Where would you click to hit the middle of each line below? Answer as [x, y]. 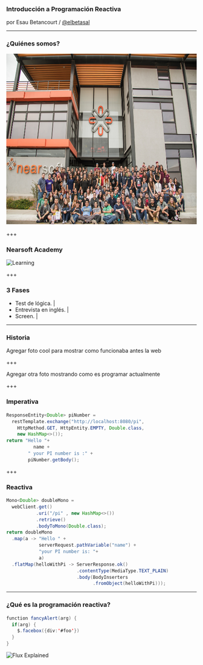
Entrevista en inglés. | [42, 310]
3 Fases [18, 290]
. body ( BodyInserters [102, 577]
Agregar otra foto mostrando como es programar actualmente [83, 374]
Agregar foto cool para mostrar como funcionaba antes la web [84, 351]
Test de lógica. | [35, 303]
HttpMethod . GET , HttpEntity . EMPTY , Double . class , [81, 428]
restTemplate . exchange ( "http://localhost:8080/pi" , [78, 421]
